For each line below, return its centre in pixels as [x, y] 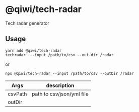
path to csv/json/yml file [60, 94]
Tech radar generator [27, 23]
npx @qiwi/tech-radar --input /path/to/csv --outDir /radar [70, 73]
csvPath [17, 94]
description [60, 85]
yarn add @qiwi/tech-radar [33, 50]
